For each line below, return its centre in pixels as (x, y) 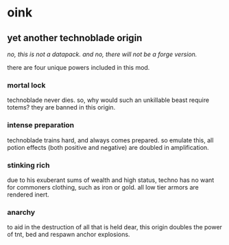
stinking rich (28, 165)
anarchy (21, 212)
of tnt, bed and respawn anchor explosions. (69, 235)
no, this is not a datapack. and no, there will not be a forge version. (102, 54)
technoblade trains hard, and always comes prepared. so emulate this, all (110, 140)
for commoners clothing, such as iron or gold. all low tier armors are (103, 187)
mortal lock (26, 85)
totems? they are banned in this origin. (61, 107)
